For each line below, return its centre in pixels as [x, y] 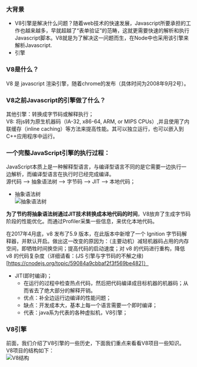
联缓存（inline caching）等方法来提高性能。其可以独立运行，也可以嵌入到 [95, 128]
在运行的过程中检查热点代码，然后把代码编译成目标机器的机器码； [103, 283]
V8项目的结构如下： [30, 351]
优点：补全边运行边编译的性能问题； [67, 298]
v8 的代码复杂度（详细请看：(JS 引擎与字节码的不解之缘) [75, 256]
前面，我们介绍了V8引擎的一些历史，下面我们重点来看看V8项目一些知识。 [95, 343]
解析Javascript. [33, 45]
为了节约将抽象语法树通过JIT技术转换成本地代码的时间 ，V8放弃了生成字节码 [98, 214]
